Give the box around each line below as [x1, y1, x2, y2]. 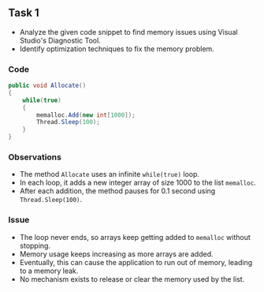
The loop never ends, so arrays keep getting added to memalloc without [19, 232, 251, 241]
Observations [8, 152, 61, 163]
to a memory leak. [19, 266, 79, 275]
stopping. [19, 241, 51, 250]
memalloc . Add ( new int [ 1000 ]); [36, 110, 136, 119]
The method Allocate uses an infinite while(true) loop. [19, 170, 199, 179]
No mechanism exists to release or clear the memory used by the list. [19, 274, 245, 283]
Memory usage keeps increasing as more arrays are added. [19, 249, 214, 259]
